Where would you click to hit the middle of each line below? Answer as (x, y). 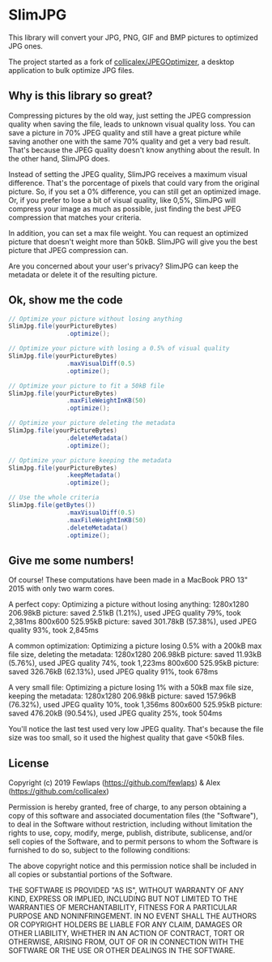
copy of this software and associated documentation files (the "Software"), (134, 816)
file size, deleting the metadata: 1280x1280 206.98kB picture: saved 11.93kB (135, 655)
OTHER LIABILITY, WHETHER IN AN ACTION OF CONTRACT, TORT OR (126, 934)
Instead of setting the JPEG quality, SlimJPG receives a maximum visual (128, 174)
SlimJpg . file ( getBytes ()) (52, 505)
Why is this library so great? (81, 96)
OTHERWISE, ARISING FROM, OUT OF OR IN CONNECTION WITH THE (126, 942)
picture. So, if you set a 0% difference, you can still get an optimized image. (135, 191)
